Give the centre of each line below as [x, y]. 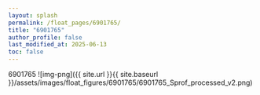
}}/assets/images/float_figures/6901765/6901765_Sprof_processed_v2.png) [130, 82]
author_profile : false [45, 37]
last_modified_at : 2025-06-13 [58, 45]
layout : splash [33, 15]
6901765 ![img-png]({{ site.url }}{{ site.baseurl [83, 74]
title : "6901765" [37, 30]
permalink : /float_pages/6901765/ [65, 23]
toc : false [26, 52]
